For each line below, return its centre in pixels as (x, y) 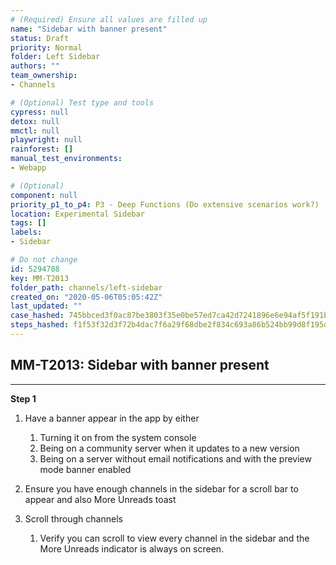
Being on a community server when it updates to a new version (169, 448)
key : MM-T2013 (40, 278)
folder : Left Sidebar (55, 57)
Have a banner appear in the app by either (112, 418)
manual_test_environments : (66, 159)
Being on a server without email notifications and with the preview (175, 458)
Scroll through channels (73, 518)
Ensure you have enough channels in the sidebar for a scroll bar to (161, 488)
